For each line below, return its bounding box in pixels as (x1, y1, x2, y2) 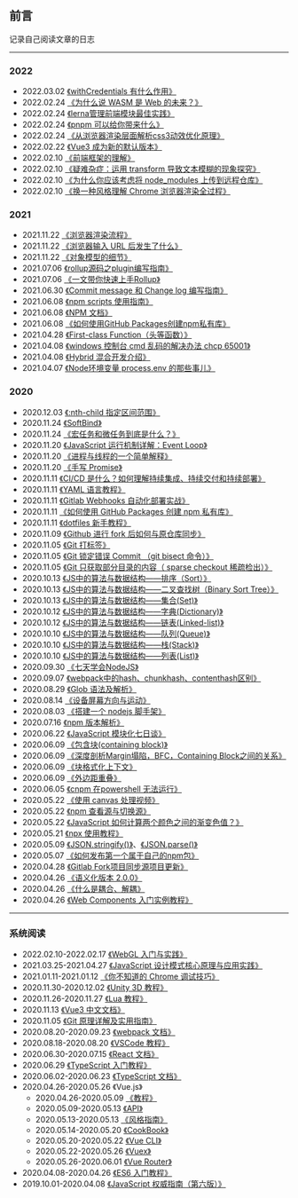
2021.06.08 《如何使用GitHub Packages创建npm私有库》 (21, 319, 231, 329)
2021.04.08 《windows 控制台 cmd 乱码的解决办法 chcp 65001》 (21, 341, 251, 351)
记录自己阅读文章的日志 (9, 34, 95, 44)
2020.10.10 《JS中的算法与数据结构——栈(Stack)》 (21, 639, 200, 650)
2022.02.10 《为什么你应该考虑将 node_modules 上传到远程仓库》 (21, 175, 263, 185)
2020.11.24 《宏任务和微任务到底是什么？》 (21, 429, 180, 439)
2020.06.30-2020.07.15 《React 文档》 (21, 1049, 160, 1059)
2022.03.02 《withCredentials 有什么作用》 (21, 86, 177, 97)
